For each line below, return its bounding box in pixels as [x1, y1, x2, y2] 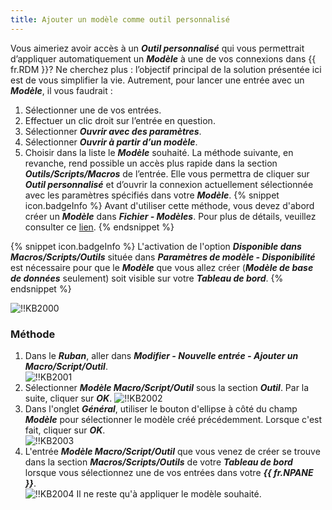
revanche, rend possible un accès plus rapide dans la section [24, 157, 278, 169]
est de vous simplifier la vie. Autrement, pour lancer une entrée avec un [10, 74, 305, 86]
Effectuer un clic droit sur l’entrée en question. [24, 114, 216, 126]
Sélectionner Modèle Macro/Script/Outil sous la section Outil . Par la [24, 381, 310, 393]
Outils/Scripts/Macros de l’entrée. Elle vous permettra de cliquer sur [24, 167, 310, 180]
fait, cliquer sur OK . [24, 424, 106, 436]
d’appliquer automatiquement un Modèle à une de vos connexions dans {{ [10, 52, 317, 65]
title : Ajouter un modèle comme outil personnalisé [10, 14, 230, 25]
